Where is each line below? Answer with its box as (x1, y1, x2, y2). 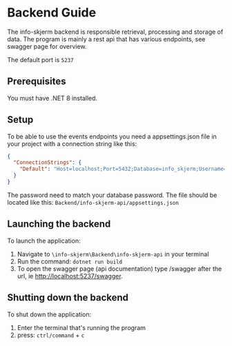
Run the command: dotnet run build (17, 257, 123, 265)
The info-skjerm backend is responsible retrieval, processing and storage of (7, 28, 224, 36)
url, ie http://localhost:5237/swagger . (17, 272, 123, 280)
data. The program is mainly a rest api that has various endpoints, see (7, 34, 206, 43)
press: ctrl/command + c (17, 331, 85, 339)
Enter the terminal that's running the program (17, 323, 146, 332)
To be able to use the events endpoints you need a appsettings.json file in (7, 132, 217, 141)
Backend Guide (7, 5, 97, 21)
